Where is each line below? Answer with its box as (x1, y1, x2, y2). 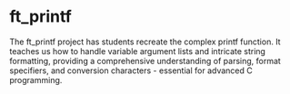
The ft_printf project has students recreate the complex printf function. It (9, 36, 281, 47)
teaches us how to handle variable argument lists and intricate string (9, 45, 266, 56)
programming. (9, 74, 63, 85)
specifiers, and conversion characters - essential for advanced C (9, 65, 253, 76)
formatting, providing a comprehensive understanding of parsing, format (9, 55, 282, 66)
